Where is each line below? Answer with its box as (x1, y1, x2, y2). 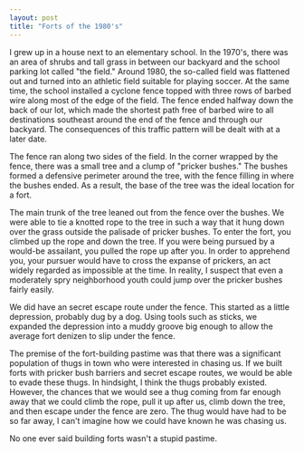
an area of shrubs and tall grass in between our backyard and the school (9, 56, 280, 67)
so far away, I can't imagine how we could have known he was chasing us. (9, 415, 288, 426)
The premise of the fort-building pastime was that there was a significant (9, 348, 281, 359)
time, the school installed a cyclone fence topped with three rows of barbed (9, 85, 291, 96)
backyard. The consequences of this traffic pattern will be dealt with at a (9, 123, 280, 134)
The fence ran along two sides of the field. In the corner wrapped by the (9, 150, 279, 161)
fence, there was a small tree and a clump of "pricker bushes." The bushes (9, 160, 288, 171)
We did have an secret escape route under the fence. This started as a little (9, 301, 290, 313)
